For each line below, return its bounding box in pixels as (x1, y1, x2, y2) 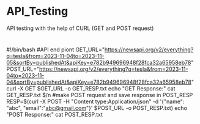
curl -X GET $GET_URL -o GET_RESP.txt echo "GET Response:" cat (6, 85, 176, 92)
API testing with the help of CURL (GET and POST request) (6, 24, 154, 32)
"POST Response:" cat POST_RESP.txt (6, 111, 103, 119)
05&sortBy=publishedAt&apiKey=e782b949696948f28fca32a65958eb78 (6, 59, 191, 67)
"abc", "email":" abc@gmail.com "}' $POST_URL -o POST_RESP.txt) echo (6, 104, 188, 112)
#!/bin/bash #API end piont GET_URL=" (6, 46, 105, 53)
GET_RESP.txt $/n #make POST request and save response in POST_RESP (6, 92, 193, 99)
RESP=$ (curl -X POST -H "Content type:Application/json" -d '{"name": (6, 98, 185, 105)
